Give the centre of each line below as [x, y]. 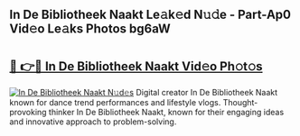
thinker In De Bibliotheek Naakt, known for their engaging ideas [166, 112]
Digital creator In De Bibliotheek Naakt [206, 92]
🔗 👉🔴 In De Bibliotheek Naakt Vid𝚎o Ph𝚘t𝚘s [136, 66]
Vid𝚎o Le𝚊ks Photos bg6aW [90, 29]
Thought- [240, 102]
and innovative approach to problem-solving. [93, 122]
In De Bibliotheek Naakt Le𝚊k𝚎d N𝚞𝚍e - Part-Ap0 [150, 15]
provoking [28, 112]
